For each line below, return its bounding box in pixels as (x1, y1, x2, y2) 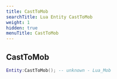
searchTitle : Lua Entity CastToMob (6, 14, 93, 20)
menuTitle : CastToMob (6, 30, 59, 36)
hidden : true (6, 25, 38, 31)
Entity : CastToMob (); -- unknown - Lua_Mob (6, 67, 111, 73)
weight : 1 (6, 19, 30, 25)
